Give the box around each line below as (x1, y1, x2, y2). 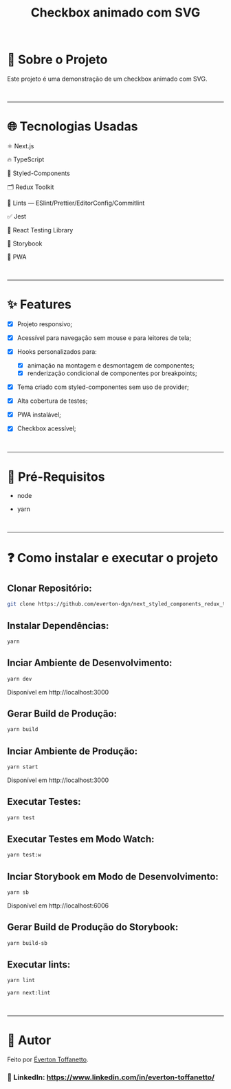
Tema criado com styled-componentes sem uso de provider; (16, 383, 189, 391)
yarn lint (7, 977, 36, 984)
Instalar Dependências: (7, 619, 109, 632)
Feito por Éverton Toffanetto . (7, 1055, 89, 1063)
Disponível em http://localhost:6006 (7, 901, 109, 910)
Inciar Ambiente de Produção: (7, 745, 138, 757)
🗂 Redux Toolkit (7, 183, 54, 191)
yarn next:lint (7, 990, 51, 997)
